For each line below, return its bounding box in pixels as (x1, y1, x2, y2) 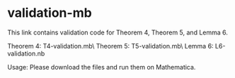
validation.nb (7, 49, 45, 58)
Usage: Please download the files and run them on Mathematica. (7, 63, 196, 71)
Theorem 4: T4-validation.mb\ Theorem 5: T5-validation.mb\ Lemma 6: (7, 41, 214, 50)
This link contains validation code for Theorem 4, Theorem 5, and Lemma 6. (7, 28, 229, 37)
